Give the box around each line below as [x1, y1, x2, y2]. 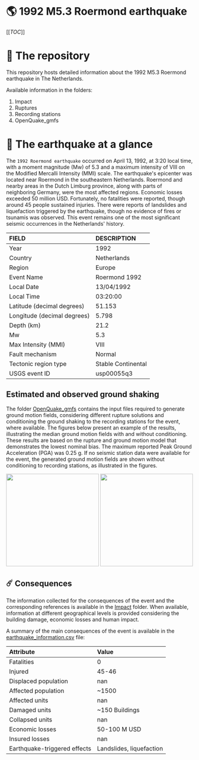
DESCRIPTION [95, 234, 136, 242]
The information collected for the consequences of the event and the [6, 597, 175, 604]
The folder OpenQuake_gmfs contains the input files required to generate [6, 405, 185, 412]
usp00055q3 [95, 369, 133, 377]
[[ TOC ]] [6, 28, 25, 36]
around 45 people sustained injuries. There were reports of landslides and [6, 201, 187, 208]
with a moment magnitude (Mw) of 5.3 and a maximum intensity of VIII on [6, 163, 185, 171]
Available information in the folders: [6, 86, 93, 94]
